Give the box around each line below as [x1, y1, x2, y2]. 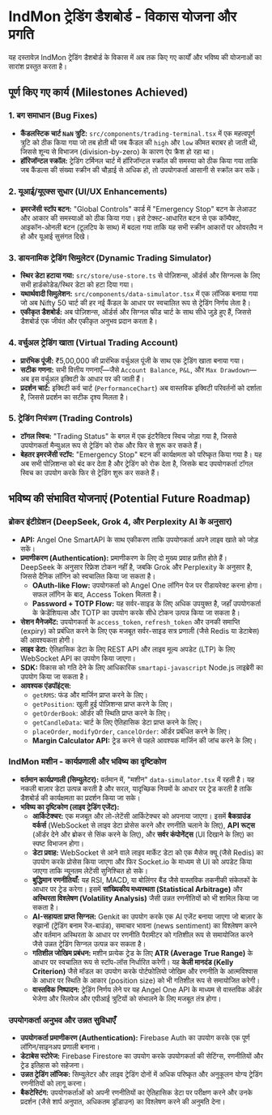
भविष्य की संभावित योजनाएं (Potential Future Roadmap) [8, 492, 251, 506]
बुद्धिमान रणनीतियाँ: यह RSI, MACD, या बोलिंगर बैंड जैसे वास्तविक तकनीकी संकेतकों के [32, 875, 257, 885]
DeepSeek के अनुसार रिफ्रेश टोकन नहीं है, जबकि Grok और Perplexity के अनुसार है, [19, 562, 253, 571]
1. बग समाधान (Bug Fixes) [8, 110, 98, 121]
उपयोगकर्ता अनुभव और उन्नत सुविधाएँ [8, 1014, 116, 1026]
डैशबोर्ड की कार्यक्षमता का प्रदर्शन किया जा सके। [19, 793, 141, 803]
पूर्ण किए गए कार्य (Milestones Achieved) [8, 85, 189, 100]
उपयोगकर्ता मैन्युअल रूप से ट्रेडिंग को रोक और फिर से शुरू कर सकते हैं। [19, 440, 202, 450]
